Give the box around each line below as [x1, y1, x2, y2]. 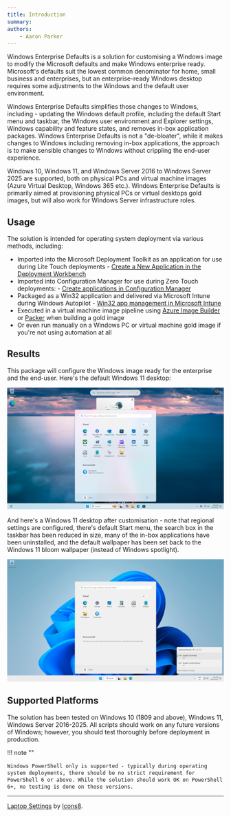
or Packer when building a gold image [16, 314, 125, 322]
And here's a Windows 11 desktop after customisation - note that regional [7, 516, 214, 524]
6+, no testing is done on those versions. [7, 783, 134, 790]
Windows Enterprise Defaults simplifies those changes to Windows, [7, 103, 199, 111]
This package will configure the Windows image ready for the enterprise [7, 366, 212, 374]
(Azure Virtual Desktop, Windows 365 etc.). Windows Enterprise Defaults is [7, 182, 221, 190]
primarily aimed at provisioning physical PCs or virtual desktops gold [7, 189, 201, 198]
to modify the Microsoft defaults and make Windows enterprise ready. [7, 60, 206, 68]
